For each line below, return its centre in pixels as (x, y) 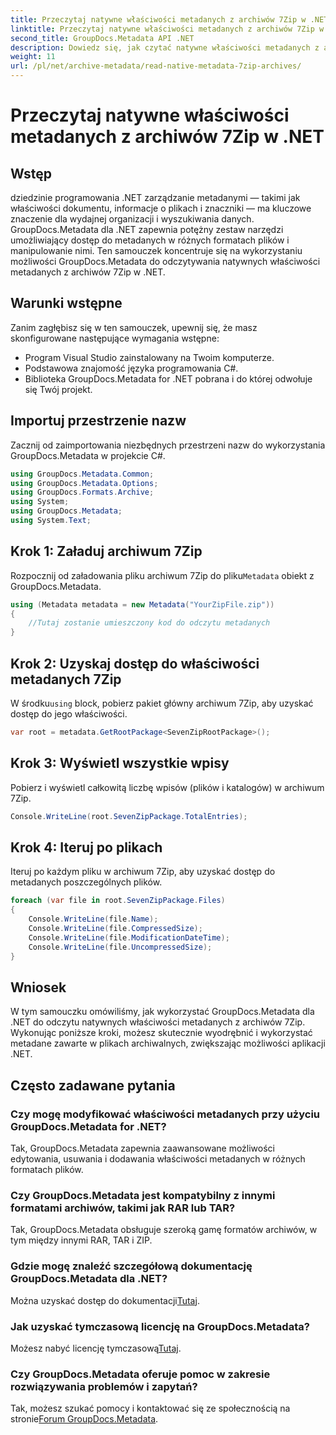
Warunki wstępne (66, 303)
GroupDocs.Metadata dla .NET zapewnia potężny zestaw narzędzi (147, 229)
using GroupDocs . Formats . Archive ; (82, 492)
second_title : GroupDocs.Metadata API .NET (102, 38)
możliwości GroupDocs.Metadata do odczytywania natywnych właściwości (165, 261)
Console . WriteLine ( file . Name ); (93, 919)
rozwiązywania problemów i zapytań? (104, 1386)
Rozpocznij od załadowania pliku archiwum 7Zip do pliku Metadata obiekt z (162, 575)
